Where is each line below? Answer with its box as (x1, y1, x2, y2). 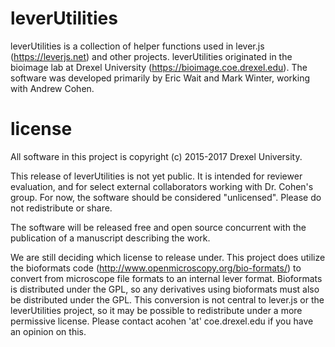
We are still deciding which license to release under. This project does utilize (10, 251, 326, 263)
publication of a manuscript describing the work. (10, 232, 211, 244)
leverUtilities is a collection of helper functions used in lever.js (10, 40, 265, 52)
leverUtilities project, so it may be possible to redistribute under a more (10, 304, 303, 316)
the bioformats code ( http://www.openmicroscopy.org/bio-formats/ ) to (10, 262, 302, 274)
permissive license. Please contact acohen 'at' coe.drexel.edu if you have (10, 315, 314, 327)
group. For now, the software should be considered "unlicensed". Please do (10, 191, 322, 203)
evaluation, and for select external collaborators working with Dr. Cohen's (10, 180, 314, 192)
